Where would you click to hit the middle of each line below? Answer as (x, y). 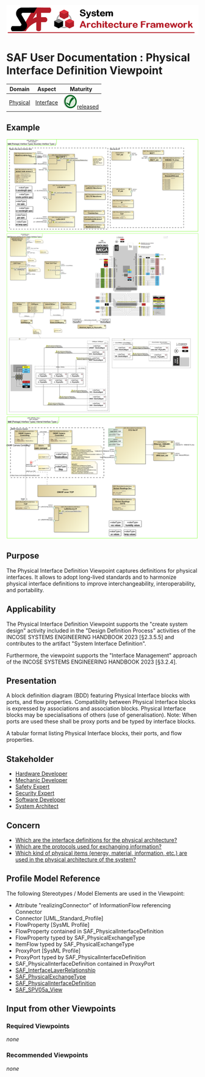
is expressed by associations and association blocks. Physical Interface (96, 709)
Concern (23, 825)
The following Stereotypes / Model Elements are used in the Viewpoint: (95, 893)
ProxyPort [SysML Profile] (48, 951)
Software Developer (40, 800)
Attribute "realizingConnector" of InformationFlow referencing (93, 905)
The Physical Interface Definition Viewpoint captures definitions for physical (102, 570)
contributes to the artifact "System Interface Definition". (76, 644)
